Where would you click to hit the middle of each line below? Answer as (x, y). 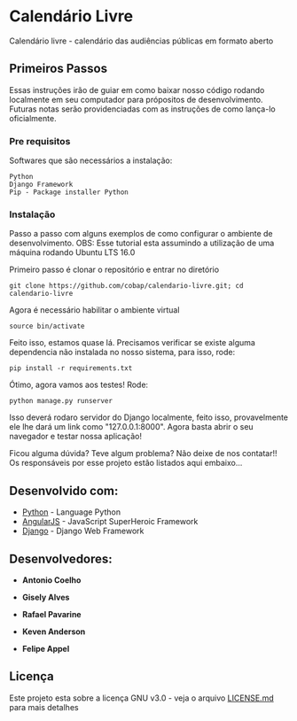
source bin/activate (47, 326)
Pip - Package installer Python (69, 192)
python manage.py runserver (61, 401)
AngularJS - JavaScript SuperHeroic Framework (110, 522)
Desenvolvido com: (64, 490)
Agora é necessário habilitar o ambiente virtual (94, 310)
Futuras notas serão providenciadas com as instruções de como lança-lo (143, 109)
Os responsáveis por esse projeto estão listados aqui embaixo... (126, 463)
